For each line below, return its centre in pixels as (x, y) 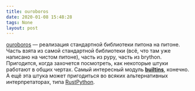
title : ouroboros (27, 11)
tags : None (19, 22)
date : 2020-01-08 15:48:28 (39, 17)
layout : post (22, 28)
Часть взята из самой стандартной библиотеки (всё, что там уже (88, 51)
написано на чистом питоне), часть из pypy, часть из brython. (84, 57)
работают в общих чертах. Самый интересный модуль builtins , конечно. (98, 70)
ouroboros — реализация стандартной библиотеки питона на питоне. (93, 45)
